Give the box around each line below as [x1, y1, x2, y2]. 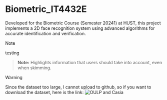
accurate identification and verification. [5, 30, 86, 36]
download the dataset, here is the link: [5, 89, 84, 95]
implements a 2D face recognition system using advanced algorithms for [5, 25, 155, 31]
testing [5, 50, 19, 56]
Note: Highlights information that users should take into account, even [17, 59, 162, 65]
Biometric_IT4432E [5, 3, 87, 15]
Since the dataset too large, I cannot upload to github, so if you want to [5, 84, 151, 90]
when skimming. [17, 65, 51, 71]
